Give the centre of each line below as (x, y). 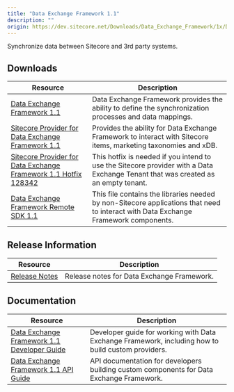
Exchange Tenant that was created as (153, 174)
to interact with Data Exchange (142, 211)
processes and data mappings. (142, 117)
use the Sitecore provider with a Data (153, 165)
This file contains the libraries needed (154, 194)
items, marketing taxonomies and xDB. (155, 145)
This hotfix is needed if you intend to (151, 157)
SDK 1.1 (24, 216)
